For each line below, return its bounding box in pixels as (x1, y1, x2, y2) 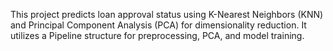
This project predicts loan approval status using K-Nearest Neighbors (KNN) (10, 9, 324, 20)
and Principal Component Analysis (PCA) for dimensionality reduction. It (10, 19, 307, 31)
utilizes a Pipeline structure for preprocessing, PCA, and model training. (10, 30, 305, 41)
